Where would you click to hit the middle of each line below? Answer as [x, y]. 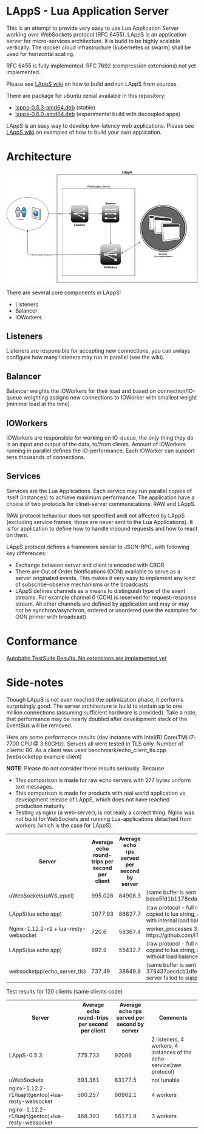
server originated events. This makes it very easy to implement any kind [105, 578]
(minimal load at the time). [39, 404]
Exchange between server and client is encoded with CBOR [90, 565]
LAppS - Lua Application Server [87, 11]
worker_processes [169, 928]
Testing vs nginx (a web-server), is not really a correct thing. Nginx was [105, 812]
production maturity [40, 806]
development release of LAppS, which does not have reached [92, 799]
